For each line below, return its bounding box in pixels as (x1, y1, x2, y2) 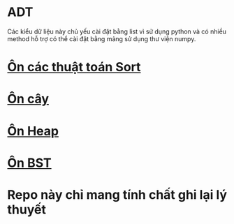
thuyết (7, 202, 47, 217)
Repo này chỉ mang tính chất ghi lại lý (7, 186, 228, 202)
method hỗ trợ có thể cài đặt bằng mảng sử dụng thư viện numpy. (7, 34, 196, 43)
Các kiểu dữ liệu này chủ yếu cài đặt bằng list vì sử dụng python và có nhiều (7, 27, 227, 36)
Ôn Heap (7, 123, 59, 139)
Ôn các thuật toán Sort (7, 59, 141, 75)
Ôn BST (7, 155, 52, 171)
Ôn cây (7, 91, 50, 107)
